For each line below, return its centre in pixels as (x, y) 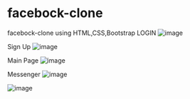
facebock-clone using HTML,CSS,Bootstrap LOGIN (82, 33)
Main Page (23, 60)
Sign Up (19, 46)
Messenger (24, 74)
